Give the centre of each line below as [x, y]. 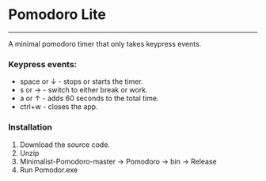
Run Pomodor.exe [48, 170]
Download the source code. [65, 145]
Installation [30, 127]
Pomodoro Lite [57, 15]
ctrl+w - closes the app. [59, 107]
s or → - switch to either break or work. [84, 90]
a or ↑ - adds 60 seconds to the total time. [89, 98]
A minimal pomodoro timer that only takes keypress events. [105, 43]
